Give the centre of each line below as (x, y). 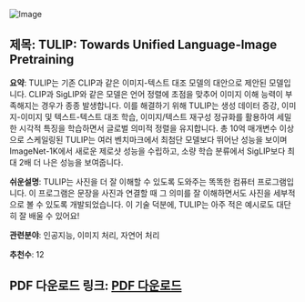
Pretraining (42, 60)
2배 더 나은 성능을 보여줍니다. (71, 162)
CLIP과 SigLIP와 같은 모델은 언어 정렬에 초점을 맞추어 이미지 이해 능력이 (156, 94)
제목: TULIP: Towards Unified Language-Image (143, 45)
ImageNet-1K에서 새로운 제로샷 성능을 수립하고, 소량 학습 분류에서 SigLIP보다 (147, 151)
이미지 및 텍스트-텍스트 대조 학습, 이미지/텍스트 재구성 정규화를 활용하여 (147, 116)
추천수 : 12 (27, 254)
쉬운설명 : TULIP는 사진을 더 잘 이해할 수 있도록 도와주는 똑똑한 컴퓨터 (132, 181)
